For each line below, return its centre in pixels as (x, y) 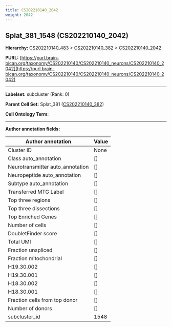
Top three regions (29, 200)
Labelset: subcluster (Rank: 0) (37, 94)
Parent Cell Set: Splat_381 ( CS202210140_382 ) (55, 104)
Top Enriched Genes (33, 217)
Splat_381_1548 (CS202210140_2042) (67, 36)
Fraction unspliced (30, 250)
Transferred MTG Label (36, 192)
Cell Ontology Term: (27, 114)
